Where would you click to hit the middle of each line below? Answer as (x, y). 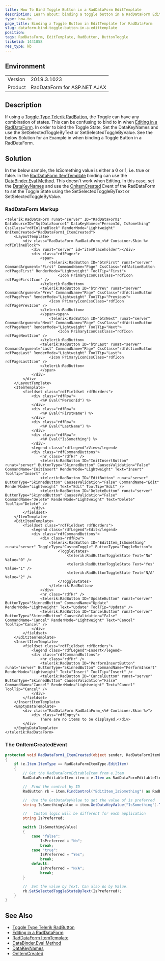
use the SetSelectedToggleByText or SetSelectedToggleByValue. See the (79, 133)
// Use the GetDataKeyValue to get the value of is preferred (89, 800)
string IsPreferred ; (44, 818)
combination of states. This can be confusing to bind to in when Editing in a (81, 122)
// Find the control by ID (51, 787)
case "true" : (44, 850)
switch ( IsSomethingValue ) (50, 827)
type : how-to (18, 19)
